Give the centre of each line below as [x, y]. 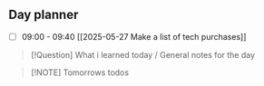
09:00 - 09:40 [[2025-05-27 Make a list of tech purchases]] [134, 36]
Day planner [44, 15]
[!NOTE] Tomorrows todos [79, 72]
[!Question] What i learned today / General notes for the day [143, 54]
